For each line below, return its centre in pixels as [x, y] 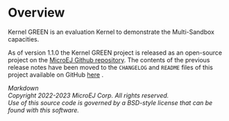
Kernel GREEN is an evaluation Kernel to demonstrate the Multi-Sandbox [111, 32]
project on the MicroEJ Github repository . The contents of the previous [109, 59]
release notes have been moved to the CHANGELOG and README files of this [111, 67]
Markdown [23, 88]
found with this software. [43, 110]
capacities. [24, 39]
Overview [36, 13]
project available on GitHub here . [56, 75]
